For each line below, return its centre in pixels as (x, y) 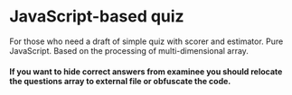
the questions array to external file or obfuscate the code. (120, 81)
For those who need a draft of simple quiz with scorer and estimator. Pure (146, 41)
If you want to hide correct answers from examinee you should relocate (146, 71)
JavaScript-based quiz (97, 17)
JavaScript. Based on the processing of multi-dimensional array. (129, 50)
